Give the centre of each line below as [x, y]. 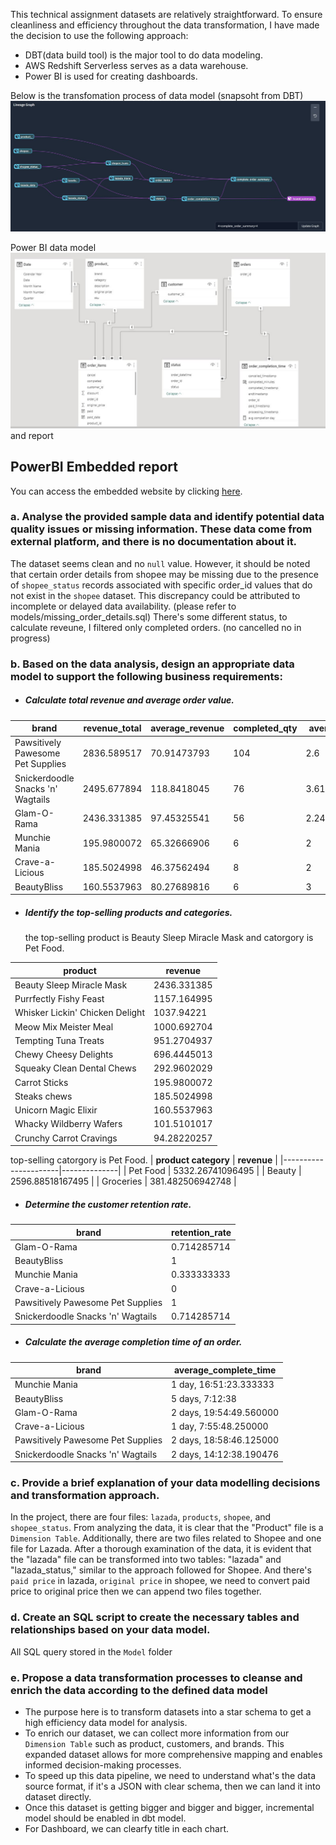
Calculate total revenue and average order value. [129, 700]
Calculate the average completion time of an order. [133, 1342]
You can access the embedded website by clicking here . [126, 491]
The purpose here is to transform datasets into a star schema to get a [168, 1712]
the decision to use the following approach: [99, 35]
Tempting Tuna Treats [59, 1040]
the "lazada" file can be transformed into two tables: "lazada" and [146, 1560]
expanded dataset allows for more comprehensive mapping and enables [173, 1755]
